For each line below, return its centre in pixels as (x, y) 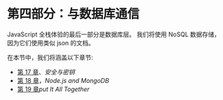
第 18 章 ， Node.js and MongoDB (63, 80)
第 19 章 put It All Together (53, 89)
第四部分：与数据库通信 (73, 14)
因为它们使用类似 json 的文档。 (51, 42)
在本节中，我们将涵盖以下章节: (50, 57)
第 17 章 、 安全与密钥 (46, 72)
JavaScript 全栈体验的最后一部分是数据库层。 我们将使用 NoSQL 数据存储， (114, 34)
